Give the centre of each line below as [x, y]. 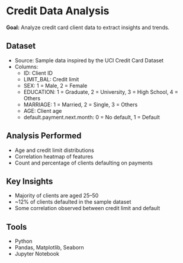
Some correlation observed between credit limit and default [87, 208]
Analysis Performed [44, 136]
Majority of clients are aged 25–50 [57, 196]
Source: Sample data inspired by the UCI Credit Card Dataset [89, 60]
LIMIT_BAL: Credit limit [51, 79]
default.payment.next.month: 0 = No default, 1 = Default [91, 117]
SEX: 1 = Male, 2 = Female [55, 85]
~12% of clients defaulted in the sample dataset [73, 202]
